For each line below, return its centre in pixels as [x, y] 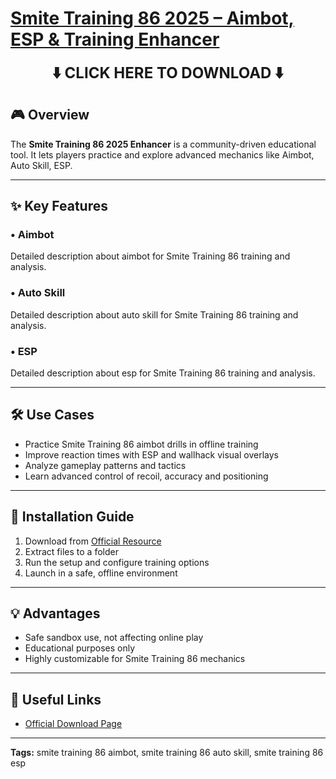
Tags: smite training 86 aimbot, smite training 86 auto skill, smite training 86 [167, 753]
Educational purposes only [80, 648]
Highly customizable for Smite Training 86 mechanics [135, 659]
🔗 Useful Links [56, 699]
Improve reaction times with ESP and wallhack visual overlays [151, 454]
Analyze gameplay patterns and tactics [105, 465]
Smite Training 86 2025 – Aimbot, [152, 18]
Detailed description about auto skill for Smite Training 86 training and [154, 314]
